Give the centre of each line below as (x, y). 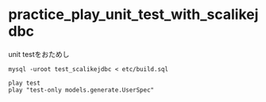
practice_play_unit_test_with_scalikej (133, 15)
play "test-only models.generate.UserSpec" (81, 90)
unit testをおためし (39, 54)
